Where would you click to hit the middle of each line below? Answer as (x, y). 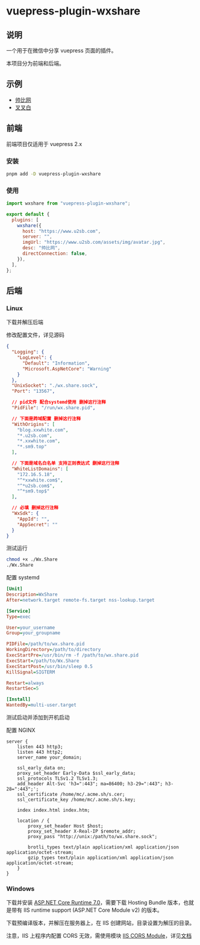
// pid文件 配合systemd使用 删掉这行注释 (59, 402)
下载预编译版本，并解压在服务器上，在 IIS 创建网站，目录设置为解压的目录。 (101, 923)
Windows (20, 888)
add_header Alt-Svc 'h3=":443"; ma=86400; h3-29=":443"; (90, 784)
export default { (28, 214)
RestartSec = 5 (23, 689)
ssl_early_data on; (42, 768)
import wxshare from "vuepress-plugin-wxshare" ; (68, 203)
